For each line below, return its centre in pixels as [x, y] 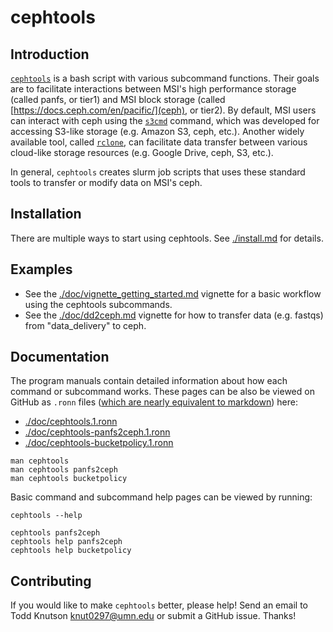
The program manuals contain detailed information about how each [149, 381]
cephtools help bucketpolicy [71, 551]
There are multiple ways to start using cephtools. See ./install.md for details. [167, 238]
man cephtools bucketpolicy [69, 479]
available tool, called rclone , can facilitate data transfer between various [159, 142]
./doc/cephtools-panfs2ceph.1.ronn [97, 432]
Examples [41, 269]
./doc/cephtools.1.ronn [71, 422]
